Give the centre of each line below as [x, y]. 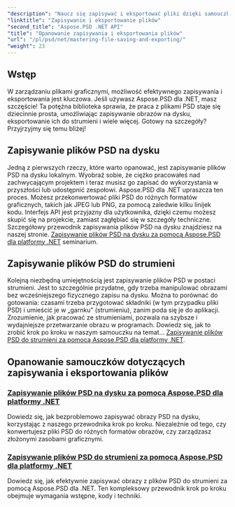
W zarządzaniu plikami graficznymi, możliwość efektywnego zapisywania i [115, 91]
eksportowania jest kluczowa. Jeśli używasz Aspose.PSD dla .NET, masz [112, 99]
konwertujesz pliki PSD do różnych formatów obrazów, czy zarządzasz [109, 431]
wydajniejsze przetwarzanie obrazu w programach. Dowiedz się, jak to [109, 325]
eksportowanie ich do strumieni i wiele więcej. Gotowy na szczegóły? [107, 121]
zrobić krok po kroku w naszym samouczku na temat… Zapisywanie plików [115, 332]
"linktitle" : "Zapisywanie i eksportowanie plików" [84, 20]
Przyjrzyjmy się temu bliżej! [47, 128]
